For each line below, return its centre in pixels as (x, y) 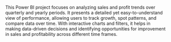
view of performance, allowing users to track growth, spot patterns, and (81, 18)
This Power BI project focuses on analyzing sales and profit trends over (80, 7)
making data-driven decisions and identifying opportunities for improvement (86, 29)
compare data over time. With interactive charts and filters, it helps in (78, 23)
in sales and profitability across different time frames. (61, 34)
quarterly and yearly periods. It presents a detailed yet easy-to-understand (84, 13)
